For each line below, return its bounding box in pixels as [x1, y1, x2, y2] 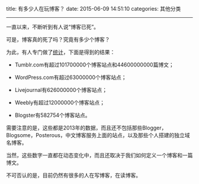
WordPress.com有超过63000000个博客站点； [14, 74, 127, 81]
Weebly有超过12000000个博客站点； [14, 99, 105, 106]
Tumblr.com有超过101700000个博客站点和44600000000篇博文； [14, 61, 174, 68]
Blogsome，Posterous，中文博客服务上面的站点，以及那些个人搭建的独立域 [6, 132, 191, 138]
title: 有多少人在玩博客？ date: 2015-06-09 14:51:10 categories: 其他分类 [6, 5, 181, 12]
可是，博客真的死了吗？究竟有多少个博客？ [6, 36, 110, 43]
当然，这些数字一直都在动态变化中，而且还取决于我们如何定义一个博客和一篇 [6, 152, 193, 158]
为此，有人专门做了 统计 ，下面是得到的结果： [6, 49, 115, 55]
